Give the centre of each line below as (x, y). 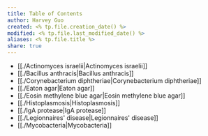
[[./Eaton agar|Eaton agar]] (56, 88)
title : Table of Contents (45, 14)
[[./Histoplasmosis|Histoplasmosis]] (69, 103)
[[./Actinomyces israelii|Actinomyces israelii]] (82, 66)
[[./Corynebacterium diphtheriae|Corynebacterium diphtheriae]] (109, 81)
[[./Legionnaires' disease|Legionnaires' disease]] (88, 118)
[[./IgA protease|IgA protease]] (62, 110)
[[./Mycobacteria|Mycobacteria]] (65, 125)
